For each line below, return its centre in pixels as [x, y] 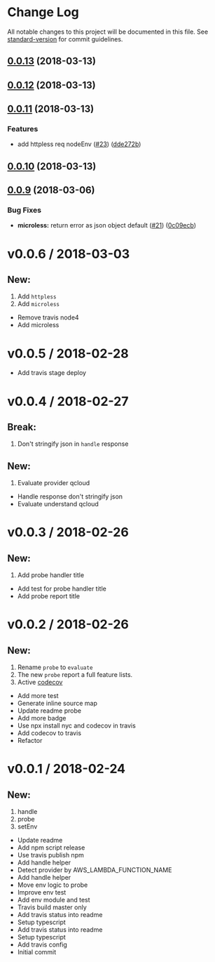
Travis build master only [52, 907]
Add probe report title [49, 596]
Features [23, 129]
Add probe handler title [51, 575]
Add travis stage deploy [51, 373]
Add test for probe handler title [62, 589]
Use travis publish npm [50, 855]
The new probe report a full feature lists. [75, 675]
